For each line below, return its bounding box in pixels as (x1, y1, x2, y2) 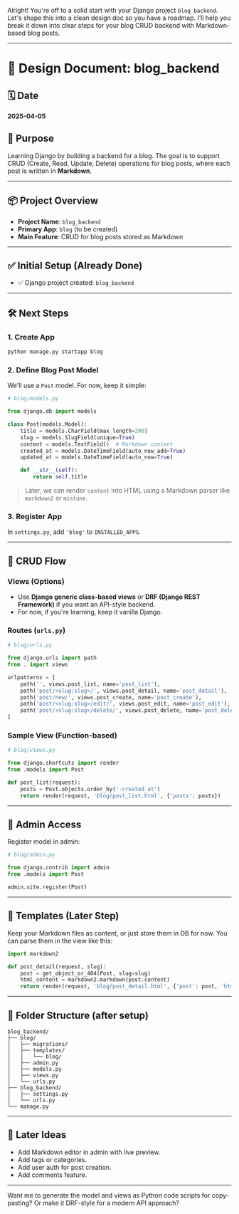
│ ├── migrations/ (7, 1040, 69, 1047)
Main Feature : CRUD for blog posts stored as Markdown (17, 232, 184, 241)
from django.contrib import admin (7, 864, 110, 872)
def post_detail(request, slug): (7, 963, 107, 970)
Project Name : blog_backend (17, 217, 101, 226)
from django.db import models (7, 408, 97, 415)
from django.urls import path (7, 654, 97, 661)
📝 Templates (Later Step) (7, 910, 119, 922)
